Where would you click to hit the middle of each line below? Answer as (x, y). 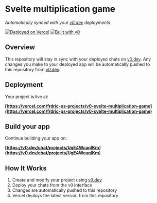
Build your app (27, 126)
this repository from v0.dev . (33, 69)
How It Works (26, 168)
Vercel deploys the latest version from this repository (65, 196)
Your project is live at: (27, 97)
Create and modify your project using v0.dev (57, 180)
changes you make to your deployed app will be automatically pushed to (78, 64)
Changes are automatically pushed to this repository (64, 190)
